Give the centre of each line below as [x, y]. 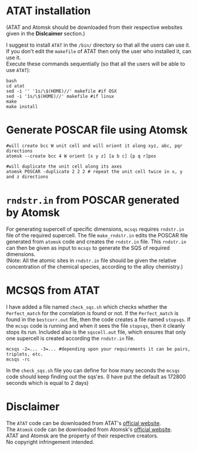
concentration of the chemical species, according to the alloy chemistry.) [95, 266]
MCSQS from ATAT [53, 290]
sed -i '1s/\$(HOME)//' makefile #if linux [60, 96]
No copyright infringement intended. [50, 442]
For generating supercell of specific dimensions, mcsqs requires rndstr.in [95, 229]
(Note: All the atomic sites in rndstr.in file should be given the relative [91, 260]
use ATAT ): [18, 70]
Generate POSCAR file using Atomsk [97, 130]
